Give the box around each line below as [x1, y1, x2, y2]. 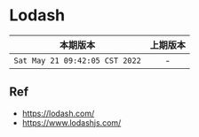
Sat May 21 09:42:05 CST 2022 [13, 55, 142, 65]
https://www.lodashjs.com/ [21, 117, 122, 128]
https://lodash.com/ [21, 108, 95, 118]
